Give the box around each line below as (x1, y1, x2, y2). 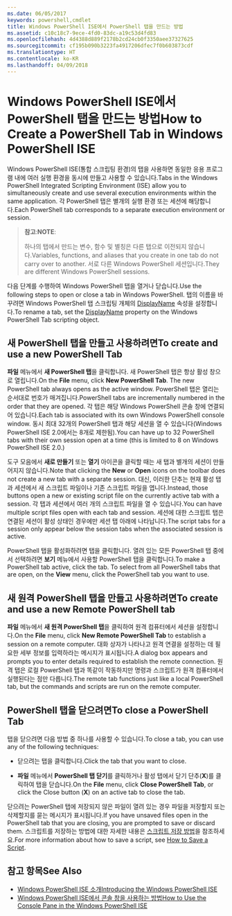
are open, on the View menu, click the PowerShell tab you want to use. (7, 570, 210, 579)
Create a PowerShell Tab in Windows (7, 126, 224, 142)
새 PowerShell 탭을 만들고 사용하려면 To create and (7, 337, 218, 349)
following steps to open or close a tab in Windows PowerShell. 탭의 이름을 (7, 290, 217, 299)
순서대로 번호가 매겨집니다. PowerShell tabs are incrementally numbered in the (7, 394, 225, 402)
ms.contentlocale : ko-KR (7, 55, 79, 62)
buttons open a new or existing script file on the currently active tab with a (7, 491, 220, 500)
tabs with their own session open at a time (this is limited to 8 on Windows (7, 436, 219, 444)
